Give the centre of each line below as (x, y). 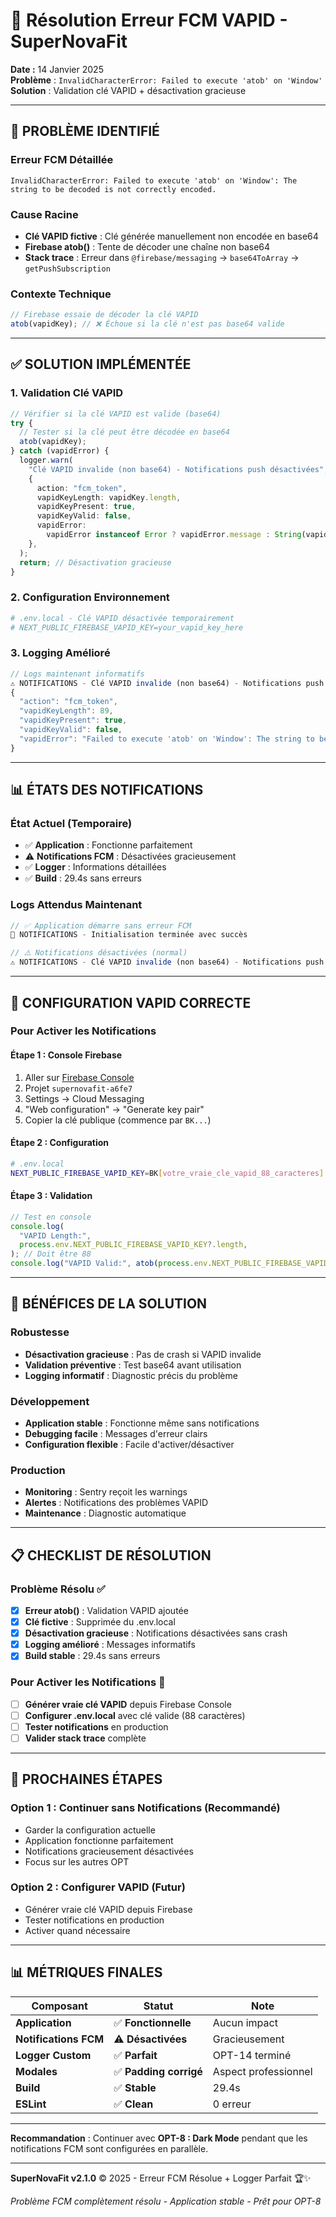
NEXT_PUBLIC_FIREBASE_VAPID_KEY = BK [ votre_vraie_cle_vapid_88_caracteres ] (167, 1173)
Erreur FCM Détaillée (62, 160)
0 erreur (232, 2104)
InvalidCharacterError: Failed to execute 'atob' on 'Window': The (154, 180)
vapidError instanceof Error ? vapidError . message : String (174, 535)
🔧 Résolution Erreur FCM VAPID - (149, 20)
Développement (50, 1401)
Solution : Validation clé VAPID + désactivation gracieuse (128, 90)
